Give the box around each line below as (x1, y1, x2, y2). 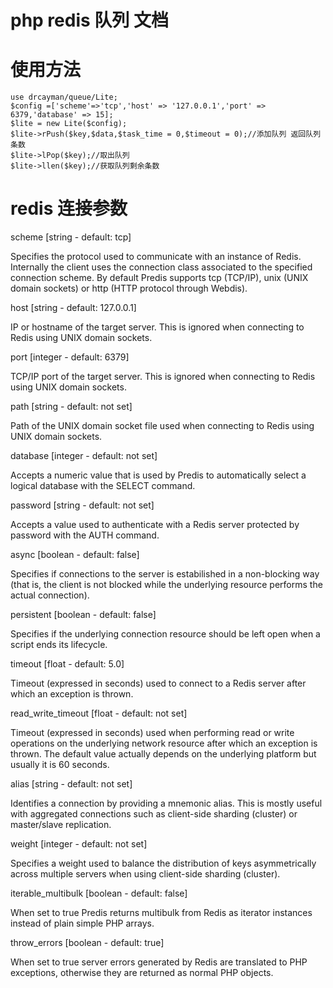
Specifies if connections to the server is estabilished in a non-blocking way (10, 568, 320, 580)
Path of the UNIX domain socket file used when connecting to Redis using (10, 420, 315, 432)
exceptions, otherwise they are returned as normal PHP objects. (10, 967, 274, 979)
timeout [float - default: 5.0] (10, 658, 125, 670)
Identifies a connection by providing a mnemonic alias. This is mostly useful (10, 797, 323, 810)
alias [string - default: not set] (10, 778, 133, 790)
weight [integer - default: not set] (10, 838, 148, 850)
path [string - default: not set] (10, 401, 133, 413)
